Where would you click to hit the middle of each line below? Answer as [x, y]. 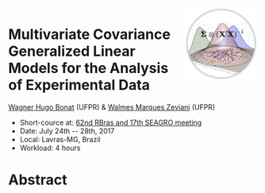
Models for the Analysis [88, 68]
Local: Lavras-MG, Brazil [60, 139]
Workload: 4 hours [50, 148]
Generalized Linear [72, 51]
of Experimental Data [79, 85]
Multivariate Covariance [89, 35]
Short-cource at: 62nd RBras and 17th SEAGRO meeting [111, 122]
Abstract [38, 180]
